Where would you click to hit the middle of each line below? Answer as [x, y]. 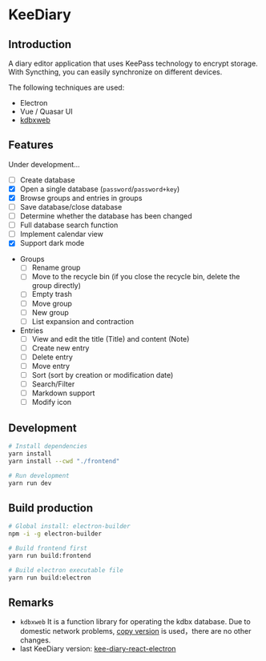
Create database [47, 180]
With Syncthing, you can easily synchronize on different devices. [115, 72]
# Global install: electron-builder [69, 527]
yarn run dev [30, 483]
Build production [51, 508]
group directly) [56, 286]
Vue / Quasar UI [46, 111]
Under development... [44, 164]
